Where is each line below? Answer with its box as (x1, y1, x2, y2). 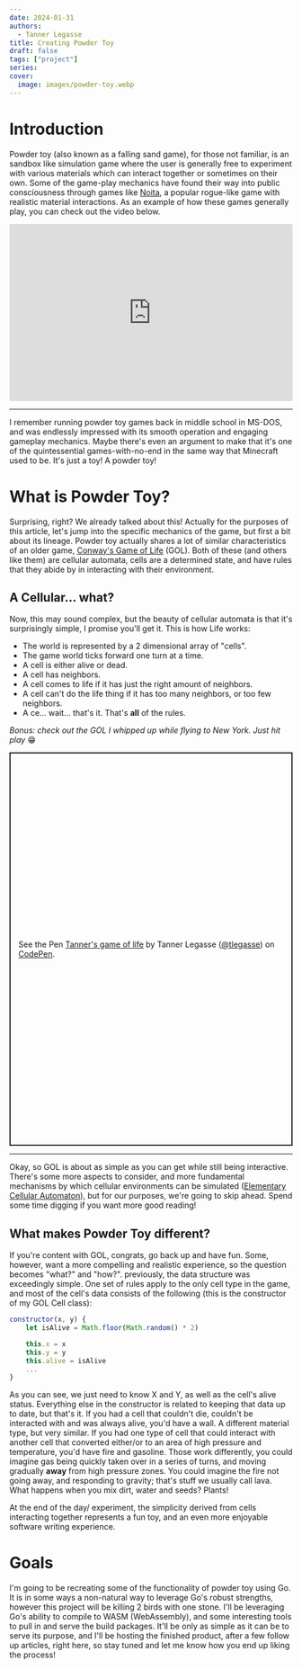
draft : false (9, 47, 58, 56)
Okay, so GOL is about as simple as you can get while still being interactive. (9, 1162, 289, 1173)
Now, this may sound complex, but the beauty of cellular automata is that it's (9, 613, 293, 625)
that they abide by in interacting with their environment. (9, 564, 214, 575)
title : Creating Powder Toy (9, 38, 115, 48)
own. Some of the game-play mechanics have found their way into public (9, 177, 280, 188)
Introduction (9, 119, 104, 139)
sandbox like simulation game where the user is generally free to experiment (9, 158, 292, 169)
